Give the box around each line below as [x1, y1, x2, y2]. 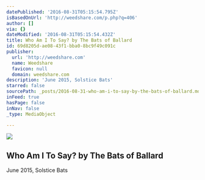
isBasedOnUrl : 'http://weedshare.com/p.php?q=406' [6, 15, 138, 21]
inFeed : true [6, 94, 40, 100]
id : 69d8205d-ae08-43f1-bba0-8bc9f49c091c [6, 43, 116, 49]
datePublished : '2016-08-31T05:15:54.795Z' [6, 9, 119, 15]
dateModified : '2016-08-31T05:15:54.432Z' [6, 32, 116, 38]
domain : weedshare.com [12, 71, 70, 77]
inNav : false [6, 105, 40, 112]
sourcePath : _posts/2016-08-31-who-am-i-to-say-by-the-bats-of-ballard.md [6, 88, 201, 95]
